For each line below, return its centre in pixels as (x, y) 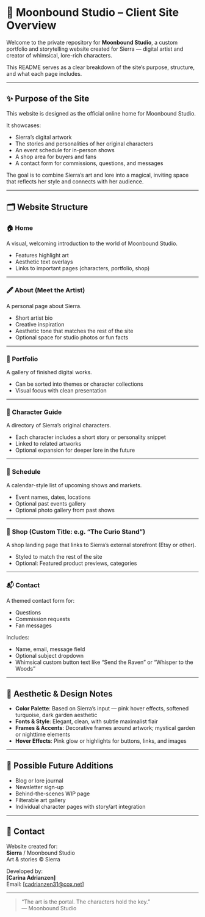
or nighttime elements (43, 735)
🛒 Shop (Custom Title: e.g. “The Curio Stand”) (76, 531)
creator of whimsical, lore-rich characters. (59, 55)
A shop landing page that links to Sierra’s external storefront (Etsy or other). (101, 545)
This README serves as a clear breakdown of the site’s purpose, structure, (101, 67)
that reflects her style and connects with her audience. (75, 181)
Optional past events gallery (50, 503)
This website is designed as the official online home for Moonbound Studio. (101, 113)
